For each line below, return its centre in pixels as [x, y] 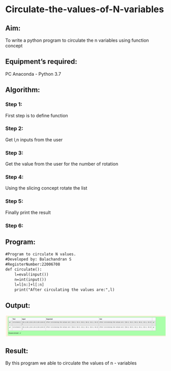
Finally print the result [28, 212]
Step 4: [15, 177]
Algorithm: [23, 90]
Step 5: [15, 201]
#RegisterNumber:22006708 [33, 265]
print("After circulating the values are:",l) [65, 290]
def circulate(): [24, 270]
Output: [18, 305]
